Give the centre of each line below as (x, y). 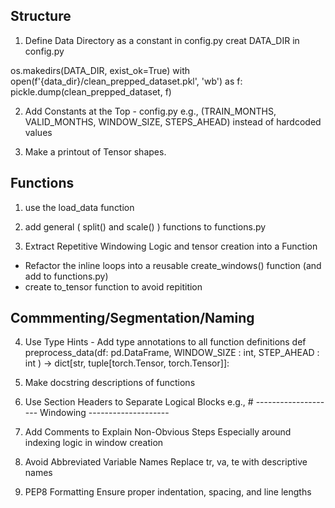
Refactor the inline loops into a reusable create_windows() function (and (173, 265)
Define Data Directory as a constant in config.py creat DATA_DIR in (162, 40)
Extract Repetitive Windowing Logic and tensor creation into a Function (171, 246)
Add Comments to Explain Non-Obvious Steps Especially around (158, 432)
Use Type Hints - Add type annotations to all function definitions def (165, 342)
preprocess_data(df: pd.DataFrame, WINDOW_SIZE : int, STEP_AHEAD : (172, 353)
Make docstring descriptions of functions (110, 383)
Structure (41, 16)
